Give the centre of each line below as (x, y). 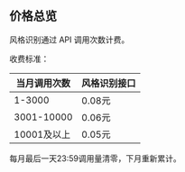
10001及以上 (42, 134)
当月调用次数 (43, 83)
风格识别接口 (108, 83)
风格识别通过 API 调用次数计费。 (69, 40)
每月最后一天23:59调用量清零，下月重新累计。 (96, 158)
